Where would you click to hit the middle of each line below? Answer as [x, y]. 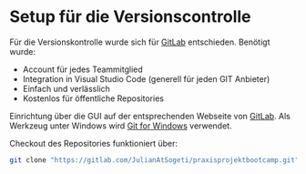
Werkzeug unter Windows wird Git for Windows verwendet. [121, 126]
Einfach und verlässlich [66, 88]
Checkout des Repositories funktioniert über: [94, 143]
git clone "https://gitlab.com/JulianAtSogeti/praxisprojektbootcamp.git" [154, 160]
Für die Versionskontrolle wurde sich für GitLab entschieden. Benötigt [140, 42]
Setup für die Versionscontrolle [131, 17]
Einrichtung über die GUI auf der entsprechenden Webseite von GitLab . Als [150, 116]
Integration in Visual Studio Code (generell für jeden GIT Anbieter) [146, 78]
